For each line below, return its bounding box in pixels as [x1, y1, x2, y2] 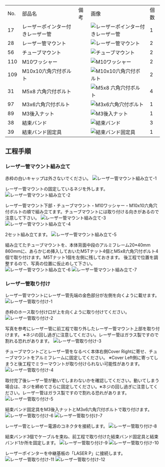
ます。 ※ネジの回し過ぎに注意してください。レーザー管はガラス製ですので [9, 332, 159, 338]
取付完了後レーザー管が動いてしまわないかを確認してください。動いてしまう [5, 377, 160, 383]
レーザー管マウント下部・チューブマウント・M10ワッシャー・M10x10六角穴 [5, 202, 158, 208]
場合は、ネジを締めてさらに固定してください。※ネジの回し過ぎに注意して [5, 384, 154, 389]
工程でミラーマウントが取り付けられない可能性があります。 [22, 360, 142, 367]
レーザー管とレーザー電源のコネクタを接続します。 [5, 423, 108, 429]
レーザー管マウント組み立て [5, 163, 71, 170]
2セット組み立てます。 [5, 232, 51, 237]
